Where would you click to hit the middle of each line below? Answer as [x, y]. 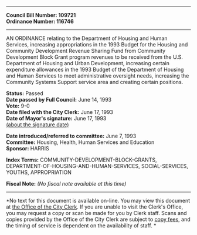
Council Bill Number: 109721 [41, 15]
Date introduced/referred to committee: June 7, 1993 [71, 136]
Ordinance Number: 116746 [40, 21]
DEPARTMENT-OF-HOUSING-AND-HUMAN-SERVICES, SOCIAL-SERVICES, [97, 166]
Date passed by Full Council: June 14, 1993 [59, 100]
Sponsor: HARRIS [28, 148]
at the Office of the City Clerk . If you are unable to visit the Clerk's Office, [95, 207]
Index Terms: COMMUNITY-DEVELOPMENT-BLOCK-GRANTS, [81, 160]
